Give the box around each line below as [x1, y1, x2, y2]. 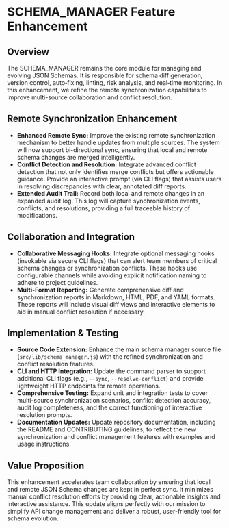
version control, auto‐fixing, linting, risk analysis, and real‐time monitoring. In [7, 79, 223, 86]
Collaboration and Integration [7, 231, 135, 243]
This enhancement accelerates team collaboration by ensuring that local [7, 478, 211, 486]
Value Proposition [7, 460, 85, 471]
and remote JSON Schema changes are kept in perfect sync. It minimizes [7, 486, 214, 494]
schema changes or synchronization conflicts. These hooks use [16, 264, 198, 272]
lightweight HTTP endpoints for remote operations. [16, 381, 161, 390]
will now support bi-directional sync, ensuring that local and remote [16, 145, 208, 154]
